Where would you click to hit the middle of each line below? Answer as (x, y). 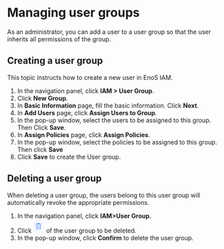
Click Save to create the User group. (69, 157)
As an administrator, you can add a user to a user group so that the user (109, 32)
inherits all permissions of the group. (59, 39)
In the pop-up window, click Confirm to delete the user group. (105, 238)
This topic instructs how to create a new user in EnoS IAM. (90, 77)
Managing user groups (73, 13)
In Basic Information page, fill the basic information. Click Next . (108, 106)
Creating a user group (55, 61)
